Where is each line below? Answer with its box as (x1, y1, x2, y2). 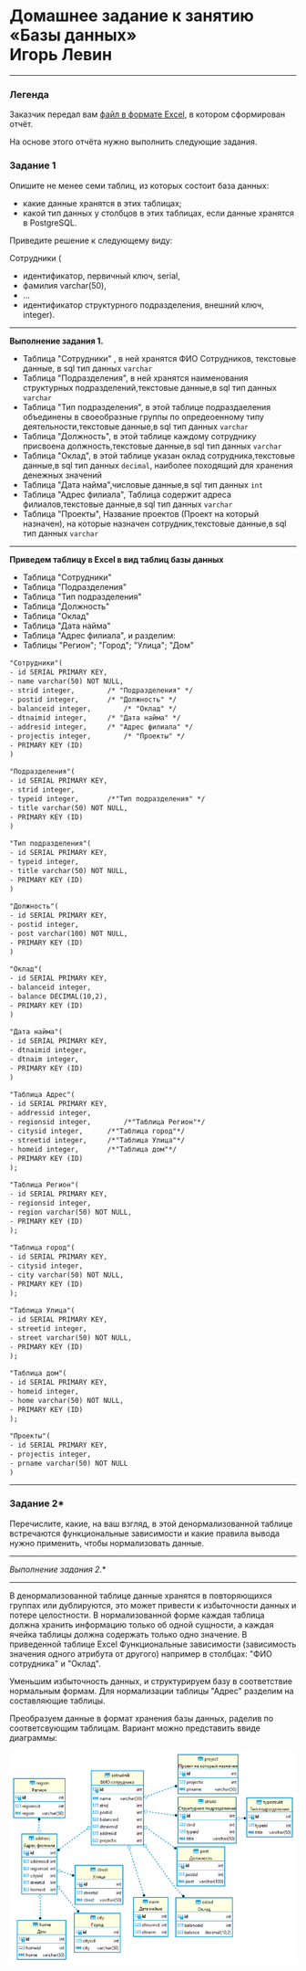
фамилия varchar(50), (22, 279, 107, 290)
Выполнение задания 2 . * (9, 1564, 107, 1575)
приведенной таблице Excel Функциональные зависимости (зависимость (9, 1639, 297, 1650)
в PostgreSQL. (22, 216, 77, 228)
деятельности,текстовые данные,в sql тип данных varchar (22, 421, 249, 432)
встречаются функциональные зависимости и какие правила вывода (9, 1527, 280, 1539)
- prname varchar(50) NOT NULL (9, 1459, 128, 1468)
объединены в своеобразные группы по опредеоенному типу (22, 411, 264, 422)
